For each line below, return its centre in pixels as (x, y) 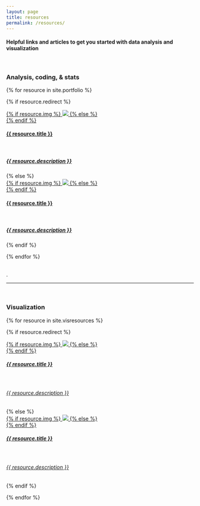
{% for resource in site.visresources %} (54, 320)
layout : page (22, 12)
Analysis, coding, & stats (43, 77)
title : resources (28, 17)
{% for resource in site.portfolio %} (49, 90)
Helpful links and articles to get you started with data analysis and (90, 42)
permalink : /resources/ (36, 23)
